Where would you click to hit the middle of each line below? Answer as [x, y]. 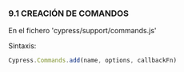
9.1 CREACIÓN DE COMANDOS [69, 13]
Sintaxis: [22, 46]
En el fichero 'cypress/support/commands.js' [83, 31]
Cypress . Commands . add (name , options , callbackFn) [93, 61]
